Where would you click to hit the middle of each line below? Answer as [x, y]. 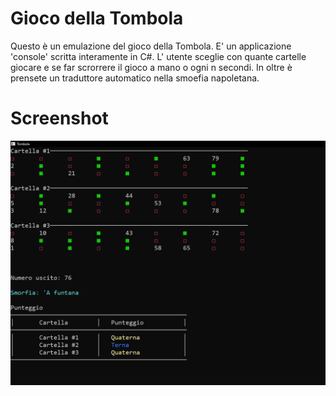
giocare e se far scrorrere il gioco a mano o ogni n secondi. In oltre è [151, 67]
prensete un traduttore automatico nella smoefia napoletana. [135, 78]
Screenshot [59, 118]
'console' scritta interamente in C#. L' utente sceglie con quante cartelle [158, 56]
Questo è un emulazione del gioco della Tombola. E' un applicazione [151, 46]
